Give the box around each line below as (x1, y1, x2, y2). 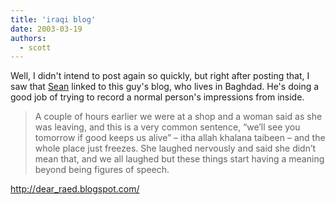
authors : (10, 33, 47, 43)
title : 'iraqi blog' (10, 14, 97, 25)
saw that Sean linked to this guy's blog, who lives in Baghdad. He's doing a (10, 81, 320, 93)
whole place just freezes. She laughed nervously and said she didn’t (34, 142, 317, 155)
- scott (19, 42, 52, 53)
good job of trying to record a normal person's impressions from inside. (10, 91, 305, 103)
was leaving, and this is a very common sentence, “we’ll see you (34, 121, 301, 133)
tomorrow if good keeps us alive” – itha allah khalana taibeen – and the (34, 132, 326, 144)
